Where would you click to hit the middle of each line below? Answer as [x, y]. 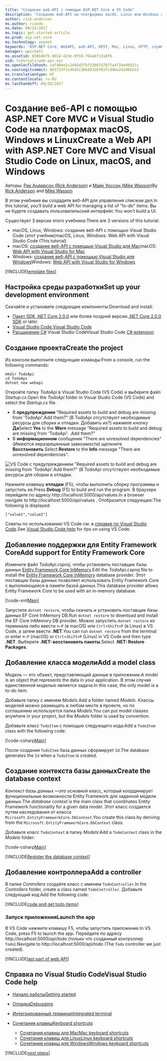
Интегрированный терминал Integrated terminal [62, 1013]
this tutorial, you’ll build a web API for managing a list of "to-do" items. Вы [81, 205]
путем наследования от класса [38, 812]
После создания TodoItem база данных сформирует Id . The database [77, 750]
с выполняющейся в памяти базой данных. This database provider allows [82, 585]
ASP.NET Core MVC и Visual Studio [80, 119]
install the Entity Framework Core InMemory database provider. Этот [75, 575]
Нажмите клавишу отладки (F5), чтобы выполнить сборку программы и [82, 485]
